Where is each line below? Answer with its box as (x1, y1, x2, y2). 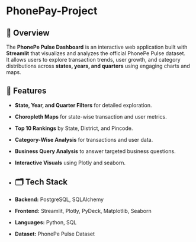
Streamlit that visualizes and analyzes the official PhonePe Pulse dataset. (6, 50, 185, 57)
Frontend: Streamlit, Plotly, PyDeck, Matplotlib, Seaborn (14, 207, 152, 214)
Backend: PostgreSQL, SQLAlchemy (14, 196, 104, 203)
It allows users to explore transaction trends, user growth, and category (6, 56, 181, 63)
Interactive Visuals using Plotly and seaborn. (14, 159, 126, 166)
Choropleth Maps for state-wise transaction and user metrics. (14, 113, 167, 120)
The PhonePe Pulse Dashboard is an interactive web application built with (6, 43, 188, 50)
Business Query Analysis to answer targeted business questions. (14, 147, 176, 155)
